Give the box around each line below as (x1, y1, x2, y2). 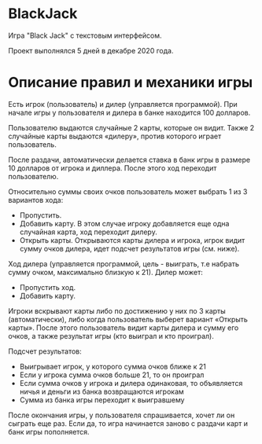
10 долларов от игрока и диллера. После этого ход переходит (8, 163, 217, 173)
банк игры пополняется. (8, 427, 90, 436)
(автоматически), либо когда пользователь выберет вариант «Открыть (8, 314, 248, 324)
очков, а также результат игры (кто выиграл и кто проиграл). (8, 331, 215, 340)
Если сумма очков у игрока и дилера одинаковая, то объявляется (19, 378, 243, 387)
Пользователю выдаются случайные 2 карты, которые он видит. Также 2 (8, 123, 255, 132)
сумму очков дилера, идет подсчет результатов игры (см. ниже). (19, 244, 240, 253)
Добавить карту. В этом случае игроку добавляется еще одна (19, 218, 230, 228)
